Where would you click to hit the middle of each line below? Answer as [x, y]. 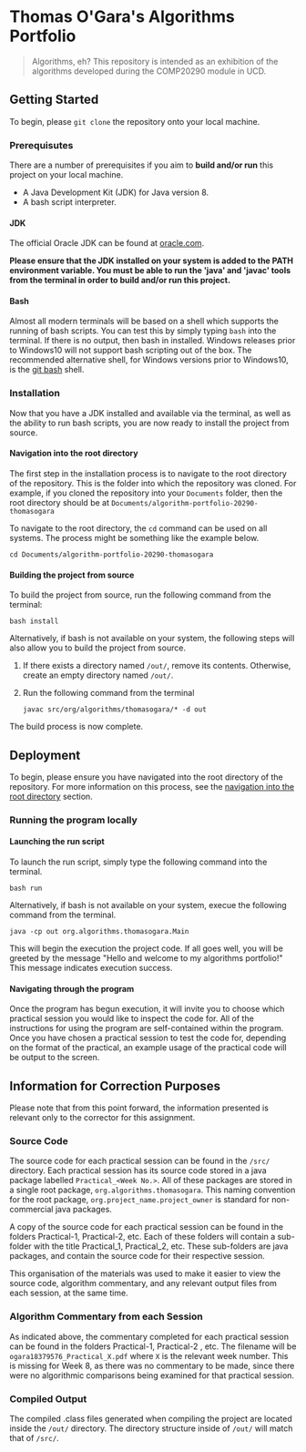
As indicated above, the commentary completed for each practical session [149, 1336]
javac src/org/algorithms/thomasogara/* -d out [114, 710]
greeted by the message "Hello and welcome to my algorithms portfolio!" [146, 958]
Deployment [45, 755]
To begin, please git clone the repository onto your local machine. [135, 121]
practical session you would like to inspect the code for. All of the [132, 1018]
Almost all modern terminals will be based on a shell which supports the [144, 322]
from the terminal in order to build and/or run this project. [120, 281]
